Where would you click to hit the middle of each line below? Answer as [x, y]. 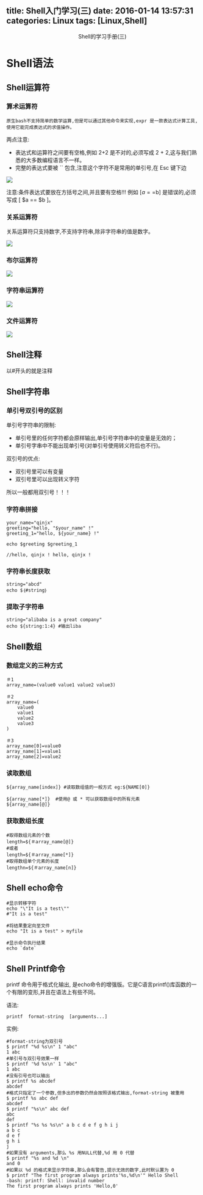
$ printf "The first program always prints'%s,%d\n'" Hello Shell [92, 1175]
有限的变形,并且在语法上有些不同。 [55, 992]
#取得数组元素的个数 [28, 835]
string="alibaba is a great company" [54, 620]
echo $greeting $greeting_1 [42, 544]
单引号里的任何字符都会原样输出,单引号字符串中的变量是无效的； [96, 438]
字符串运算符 [25, 291]
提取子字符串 [25, 606]
